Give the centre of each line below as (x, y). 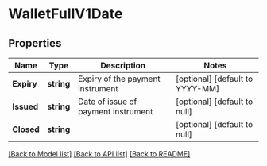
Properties (35, 43)
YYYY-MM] (198, 89)
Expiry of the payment (119, 79)
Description (123, 66)
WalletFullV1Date (66, 14)
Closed (26, 129)
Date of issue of (108, 102)
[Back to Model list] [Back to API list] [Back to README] (99, 154)
